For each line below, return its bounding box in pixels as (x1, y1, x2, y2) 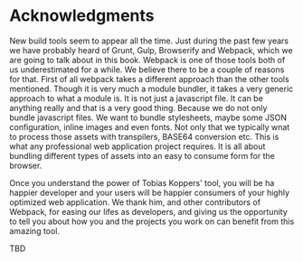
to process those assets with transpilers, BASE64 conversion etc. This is (9, 131, 279, 142)
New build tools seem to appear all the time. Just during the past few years (9, 35, 289, 46)
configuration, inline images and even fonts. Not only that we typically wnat (9, 121, 290, 132)
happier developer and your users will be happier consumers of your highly (9, 187, 290, 198)
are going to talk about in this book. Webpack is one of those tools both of (9, 54, 286, 65)
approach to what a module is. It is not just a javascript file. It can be (9, 92, 264, 104)
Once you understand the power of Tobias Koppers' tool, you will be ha (9, 177, 275, 188)
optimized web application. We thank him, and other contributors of (9, 196, 260, 208)
